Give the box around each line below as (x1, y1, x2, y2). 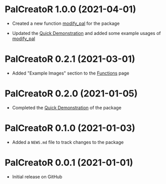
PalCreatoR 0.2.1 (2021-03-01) (5, 53, 136, 65)
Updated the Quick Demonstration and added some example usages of (12, 30, 161, 36)
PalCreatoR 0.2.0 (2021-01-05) (5, 88, 138, 99)
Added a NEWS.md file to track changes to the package (12, 139, 124, 145)
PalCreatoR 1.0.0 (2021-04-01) (5, 4, 137, 15)
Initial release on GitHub (12, 173, 62, 179)
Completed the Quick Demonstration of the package (12, 104, 122, 111)
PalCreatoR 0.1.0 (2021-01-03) (5, 123, 136, 134)
